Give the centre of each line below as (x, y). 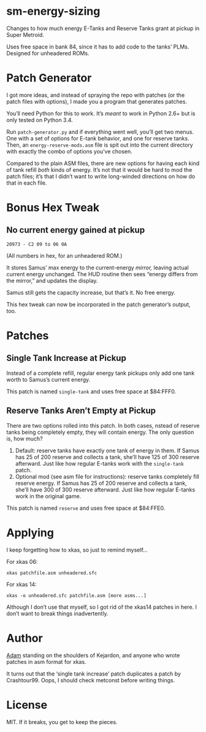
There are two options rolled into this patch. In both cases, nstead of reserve (103, 425)
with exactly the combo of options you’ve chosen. (70, 151)
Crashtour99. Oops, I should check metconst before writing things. (91, 680)
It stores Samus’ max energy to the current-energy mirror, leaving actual (97, 268)
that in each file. (27, 183)
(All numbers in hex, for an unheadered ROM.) (64, 255)
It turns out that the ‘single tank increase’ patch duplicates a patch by (93, 674)
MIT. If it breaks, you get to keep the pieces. (62, 722)
